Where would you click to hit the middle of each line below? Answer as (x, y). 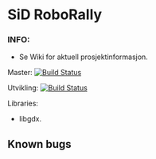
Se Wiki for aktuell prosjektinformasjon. (83, 57)
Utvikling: (23, 88)
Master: (20, 73)
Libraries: (23, 103)
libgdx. (30, 119)
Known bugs (40, 144)
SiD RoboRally (55, 15)
